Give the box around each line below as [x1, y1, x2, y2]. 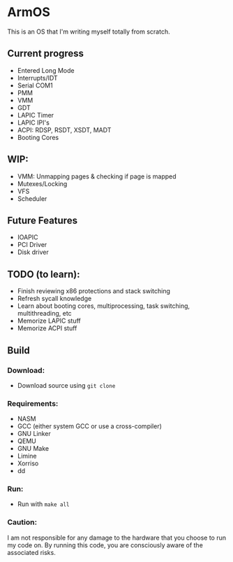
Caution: [7, 517, 37, 527]
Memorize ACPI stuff [17, 324, 77, 332]
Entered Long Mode [17, 66, 75, 74]
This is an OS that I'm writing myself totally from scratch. [7, 27, 170, 36]
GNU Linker [17, 430, 51, 438]
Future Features [7, 214, 78, 226]
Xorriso [17, 459, 39, 468]
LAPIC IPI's [17, 118, 50, 127]
